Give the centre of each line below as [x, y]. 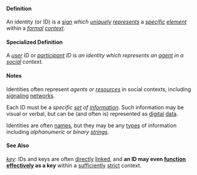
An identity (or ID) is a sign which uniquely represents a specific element [96, 22]
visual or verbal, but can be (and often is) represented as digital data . [92, 113]
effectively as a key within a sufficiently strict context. [74, 165]
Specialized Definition [34, 42]
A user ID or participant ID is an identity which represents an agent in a [95, 56]
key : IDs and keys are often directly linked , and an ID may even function [96, 159]
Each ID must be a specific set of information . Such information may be [95, 107]
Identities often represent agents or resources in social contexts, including [99, 89]
